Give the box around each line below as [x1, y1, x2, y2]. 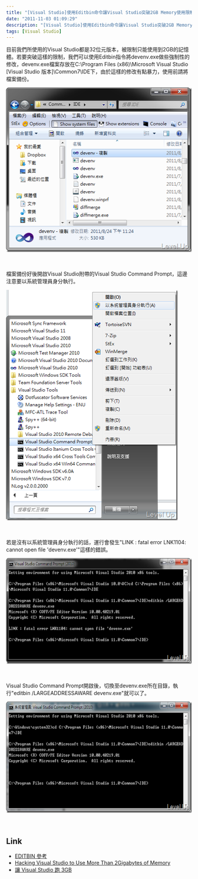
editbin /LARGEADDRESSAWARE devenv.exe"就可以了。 [14, 690, 150, 697]
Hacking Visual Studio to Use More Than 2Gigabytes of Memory [14, 859, 171, 867]
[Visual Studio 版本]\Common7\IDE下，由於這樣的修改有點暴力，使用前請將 [6, 68, 189, 75]
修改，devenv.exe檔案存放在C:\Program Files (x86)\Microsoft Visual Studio [6, 61, 189, 68]
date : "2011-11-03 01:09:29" [6, 15, 78, 22]
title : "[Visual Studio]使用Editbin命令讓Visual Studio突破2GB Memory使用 [6, 9, 186, 15]
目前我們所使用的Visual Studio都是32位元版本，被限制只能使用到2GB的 [6, 46, 179, 53]
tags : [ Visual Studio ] [6, 28, 62, 34]
